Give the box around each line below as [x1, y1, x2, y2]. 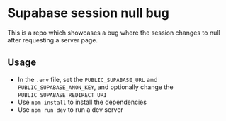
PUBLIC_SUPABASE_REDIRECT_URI [17, 91, 108, 98]
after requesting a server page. [7, 35, 98, 44]
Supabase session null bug [7, 5, 170, 21]
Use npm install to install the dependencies [17, 98, 147, 106]
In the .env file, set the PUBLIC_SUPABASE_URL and [17, 75, 158, 83]
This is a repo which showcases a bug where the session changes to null [7, 28, 220, 37]
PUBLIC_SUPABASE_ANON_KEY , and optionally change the [17, 83, 174, 91]
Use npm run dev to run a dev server [17, 105, 124, 114]
